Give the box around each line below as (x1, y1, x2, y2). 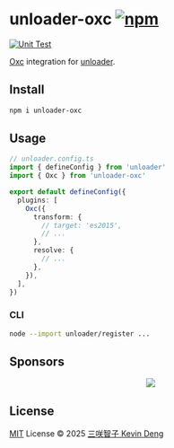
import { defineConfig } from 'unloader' (9, 163, 167, 172)
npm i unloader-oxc (9, 106, 83, 115)
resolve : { (32, 246, 74, 255)
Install (9, 82, 45, 98)
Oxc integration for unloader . (9, 56, 116, 66)
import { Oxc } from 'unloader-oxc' (9, 171, 146, 180)
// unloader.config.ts (9, 154, 94, 163)
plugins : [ (17, 196, 58, 205)
